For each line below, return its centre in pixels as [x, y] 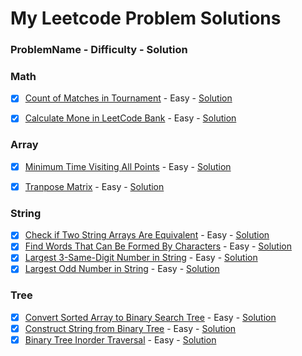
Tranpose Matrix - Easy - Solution [94, 186]
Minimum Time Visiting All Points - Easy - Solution [128, 166]
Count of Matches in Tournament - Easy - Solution [128, 98]
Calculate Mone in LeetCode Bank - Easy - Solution [130, 118]
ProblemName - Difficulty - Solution [99, 50]
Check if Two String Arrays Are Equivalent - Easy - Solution [147, 235]
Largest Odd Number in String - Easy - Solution [122, 269]
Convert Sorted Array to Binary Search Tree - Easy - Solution [150, 317]
